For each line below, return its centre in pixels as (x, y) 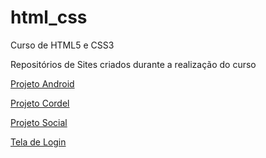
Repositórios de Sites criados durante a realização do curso (133, 64)
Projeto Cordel (40, 103)
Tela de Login (38, 142)
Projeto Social (39, 122)
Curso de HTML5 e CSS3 (62, 45)
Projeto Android (42, 83)
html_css (49, 17)
